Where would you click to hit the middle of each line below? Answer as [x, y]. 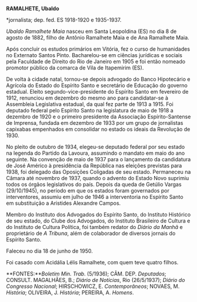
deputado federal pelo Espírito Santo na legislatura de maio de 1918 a [90, 110]
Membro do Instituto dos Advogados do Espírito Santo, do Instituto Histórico [98, 215]
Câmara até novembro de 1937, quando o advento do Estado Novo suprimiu [98, 178]
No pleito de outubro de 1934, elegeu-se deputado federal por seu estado [96, 147]
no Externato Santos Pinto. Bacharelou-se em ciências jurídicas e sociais [94, 55]
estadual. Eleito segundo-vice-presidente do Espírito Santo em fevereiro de [97, 92]
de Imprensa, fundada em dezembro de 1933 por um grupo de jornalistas [95, 123]
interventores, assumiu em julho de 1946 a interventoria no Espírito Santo [95, 197]
